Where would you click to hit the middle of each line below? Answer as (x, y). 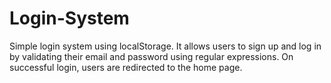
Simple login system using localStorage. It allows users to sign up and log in (165, 46)
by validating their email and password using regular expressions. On (151, 56)
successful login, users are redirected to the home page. (126, 67)
